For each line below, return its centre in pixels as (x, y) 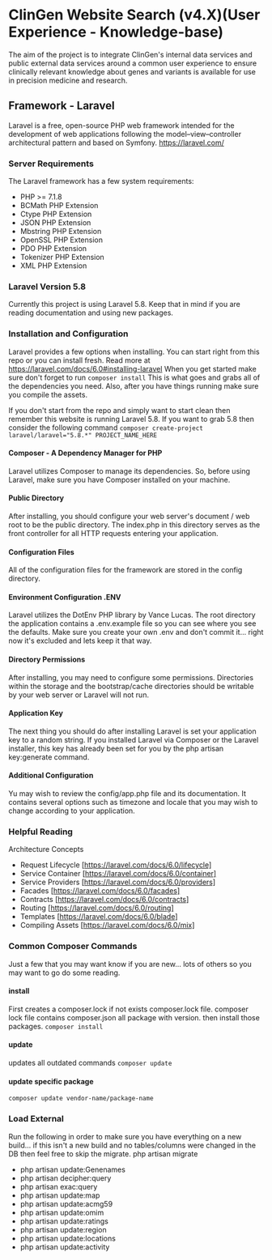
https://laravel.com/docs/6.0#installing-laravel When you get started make (132, 368)
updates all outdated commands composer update (90, 1063)
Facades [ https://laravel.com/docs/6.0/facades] (100, 891)
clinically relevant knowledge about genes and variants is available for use (132, 71)
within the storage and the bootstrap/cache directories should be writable (131, 686)
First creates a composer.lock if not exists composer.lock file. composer (129, 1009)
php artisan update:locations (68, 1238)
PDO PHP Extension (53, 249)
